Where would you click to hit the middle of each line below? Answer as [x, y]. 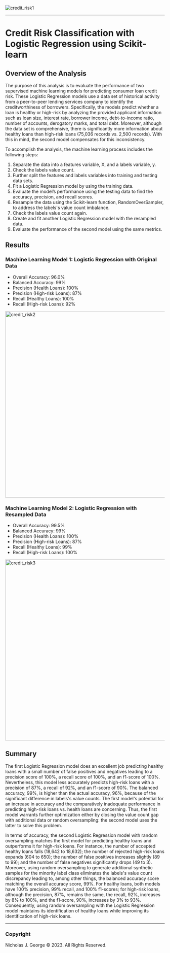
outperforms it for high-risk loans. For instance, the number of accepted [80, 846]
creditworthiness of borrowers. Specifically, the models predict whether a [82, 107]
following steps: [22, 155]
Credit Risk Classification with [70, 33]
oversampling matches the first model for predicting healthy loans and [78, 840]
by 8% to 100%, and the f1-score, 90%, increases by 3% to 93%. [73, 900]
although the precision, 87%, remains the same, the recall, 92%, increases [83, 894]
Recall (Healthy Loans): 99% [42, 547]
